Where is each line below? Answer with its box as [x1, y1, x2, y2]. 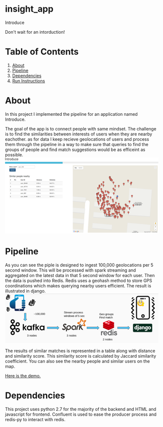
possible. [5, 151, 23, 157]
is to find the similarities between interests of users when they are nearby [5, 131, 152, 137]
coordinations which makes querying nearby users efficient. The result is [5, 282, 152, 289]
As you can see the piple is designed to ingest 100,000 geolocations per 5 [5, 262, 154, 268]
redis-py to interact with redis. [5, 416, 66, 422]
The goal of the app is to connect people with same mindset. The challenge [5, 126, 157, 131]
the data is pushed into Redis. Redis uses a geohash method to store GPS [5, 278, 152, 283]
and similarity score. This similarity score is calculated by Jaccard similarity [5, 353, 157, 359]
